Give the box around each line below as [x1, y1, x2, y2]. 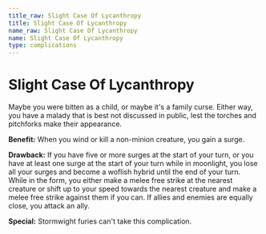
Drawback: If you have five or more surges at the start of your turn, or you [8, 150, 254, 160]
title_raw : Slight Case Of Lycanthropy [8, 11, 142, 20]
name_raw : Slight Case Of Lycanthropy [8, 26, 138, 34]
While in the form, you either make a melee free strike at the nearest [8, 176, 233, 185]
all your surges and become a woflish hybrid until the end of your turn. [8, 167, 241, 176]
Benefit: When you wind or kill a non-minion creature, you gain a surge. [8, 135, 245, 145]
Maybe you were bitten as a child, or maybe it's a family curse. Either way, [8, 102, 254, 112]
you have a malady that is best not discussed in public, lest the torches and [8, 111, 256, 121]
